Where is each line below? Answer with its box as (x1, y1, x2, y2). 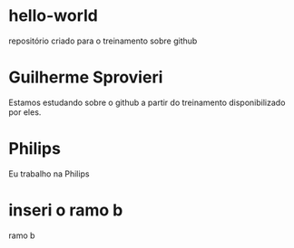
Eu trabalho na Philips (8, 168, 90, 179)
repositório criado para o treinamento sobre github (8, 35, 198, 46)
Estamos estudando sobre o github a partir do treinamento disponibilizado (8, 97, 286, 108)
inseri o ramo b (8, 200, 123, 220)
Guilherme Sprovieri (8, 67, 163, 88)
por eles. (8, 106, 42, 118)
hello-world (8, 5, 99, 26)
